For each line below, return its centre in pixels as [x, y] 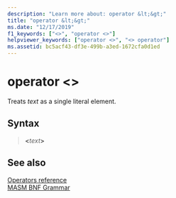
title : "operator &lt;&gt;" [49, 21]
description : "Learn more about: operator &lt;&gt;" [87, 14]
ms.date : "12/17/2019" [41, 27]
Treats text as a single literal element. [62, 101]
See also [27, 163]
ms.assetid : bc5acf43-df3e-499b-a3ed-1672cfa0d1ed [84, 47]
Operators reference [37, 180]
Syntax [23, 123]
